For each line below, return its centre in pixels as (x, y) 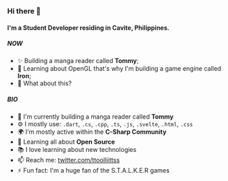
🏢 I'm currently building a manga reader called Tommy (95, 117)
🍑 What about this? (44, 83)
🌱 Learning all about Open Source (66, 142)
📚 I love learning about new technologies (77, 150)
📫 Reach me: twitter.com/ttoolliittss (68, 160)
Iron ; (24, 76)
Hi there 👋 (24, 11)
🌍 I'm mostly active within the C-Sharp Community (92, 132)
